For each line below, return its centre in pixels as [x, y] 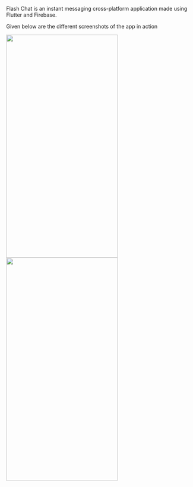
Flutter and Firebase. [31, 15]
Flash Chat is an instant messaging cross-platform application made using [97, 9]
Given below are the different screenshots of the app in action [82, 26]
